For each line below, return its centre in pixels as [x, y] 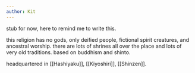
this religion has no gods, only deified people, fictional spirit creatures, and [98, 39]
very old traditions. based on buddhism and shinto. [68, 52]
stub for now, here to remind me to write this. [61, 28]
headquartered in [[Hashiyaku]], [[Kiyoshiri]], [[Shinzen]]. [76, 64]
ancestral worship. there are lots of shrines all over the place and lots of [94, 46]
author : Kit [21, 11]
